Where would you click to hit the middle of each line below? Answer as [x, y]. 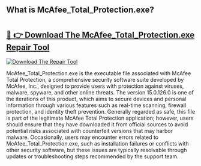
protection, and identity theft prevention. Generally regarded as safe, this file [101, 112]
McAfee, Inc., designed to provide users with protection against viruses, [95, 86]
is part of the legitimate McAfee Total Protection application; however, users [100, 118]
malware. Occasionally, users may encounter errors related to [82, 137]
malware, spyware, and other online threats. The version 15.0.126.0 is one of [100, 92]
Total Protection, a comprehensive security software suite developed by [95, 80]
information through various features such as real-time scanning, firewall [96, 105]
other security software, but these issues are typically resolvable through [97, 150]
